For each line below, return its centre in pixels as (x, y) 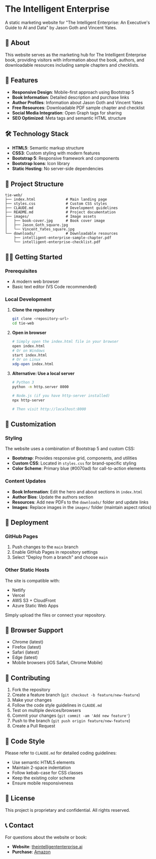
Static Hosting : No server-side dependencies (58, 168)
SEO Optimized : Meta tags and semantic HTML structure (69, 118)
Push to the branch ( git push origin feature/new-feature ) (71, 721)
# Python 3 (23, 383)
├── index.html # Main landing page (56, 200)
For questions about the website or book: (46, 837)
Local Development (28, 299)
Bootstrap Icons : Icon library (41, 164)
